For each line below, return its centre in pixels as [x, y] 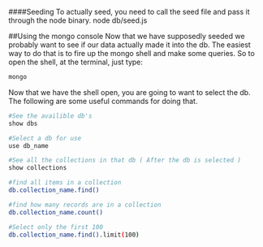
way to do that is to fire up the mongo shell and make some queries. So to [132, 53]
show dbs [23, 123]
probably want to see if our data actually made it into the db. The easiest [130, 45]
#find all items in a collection [65, 183]
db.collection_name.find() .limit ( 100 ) [74, 235]
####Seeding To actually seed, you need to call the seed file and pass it [129, 12]
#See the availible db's [50, 116]
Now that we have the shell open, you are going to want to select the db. [129, 92]
